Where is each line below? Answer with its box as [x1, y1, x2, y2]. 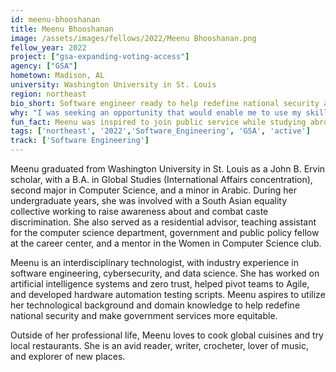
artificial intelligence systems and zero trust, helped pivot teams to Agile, [10, 278, 310, 290]
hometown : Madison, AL [10, 71, 105, 81]
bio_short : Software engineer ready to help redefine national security [10, 98, 320, 108]
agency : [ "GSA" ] [10, 61, 78, 71]
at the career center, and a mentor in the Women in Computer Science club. [10, 237, 322, 249]
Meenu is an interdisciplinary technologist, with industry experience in [10, 257, 299, 268]
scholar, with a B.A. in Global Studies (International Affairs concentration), [10, 174, 313, 185]
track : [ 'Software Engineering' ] [10, 136, 150, 146]
